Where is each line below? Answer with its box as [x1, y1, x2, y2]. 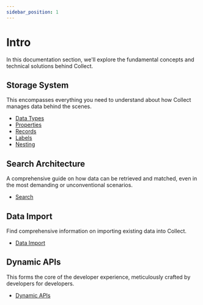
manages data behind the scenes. [6, 102, 92, 110]
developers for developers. [6, 280, 75, 287]
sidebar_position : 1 [6, 9, 59, 15]
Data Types [15, 115, 45, 122]
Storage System [6, 80, 69, 90]
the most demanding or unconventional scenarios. [6, 182, 133, 189]
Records [15, 128, 37, 135]
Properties [15, 121, 42, 129]
